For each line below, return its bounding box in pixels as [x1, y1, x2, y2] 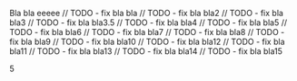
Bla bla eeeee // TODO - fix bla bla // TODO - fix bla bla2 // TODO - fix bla [9, 8, 284, 18]
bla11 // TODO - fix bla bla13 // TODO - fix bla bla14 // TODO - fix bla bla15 [9, 46, 283, 57]
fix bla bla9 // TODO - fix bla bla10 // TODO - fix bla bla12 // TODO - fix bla [9, 36, 285, 47]
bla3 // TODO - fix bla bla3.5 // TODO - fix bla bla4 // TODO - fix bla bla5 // [9, 17, 288, 28]
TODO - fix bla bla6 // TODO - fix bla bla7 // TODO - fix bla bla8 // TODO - [9, 27, 285, 37]
